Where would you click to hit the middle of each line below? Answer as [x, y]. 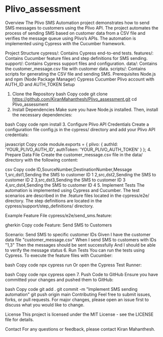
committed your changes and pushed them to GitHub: [59, 280]
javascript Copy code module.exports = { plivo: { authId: [62, 144]
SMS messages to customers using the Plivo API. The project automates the [82, 28]
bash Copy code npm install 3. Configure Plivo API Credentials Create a [77, 124]
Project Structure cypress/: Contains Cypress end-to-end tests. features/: [79, 53]
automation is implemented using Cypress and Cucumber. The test [72, 190]
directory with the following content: [42, 160]
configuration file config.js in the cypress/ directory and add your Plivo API [80, 129]
